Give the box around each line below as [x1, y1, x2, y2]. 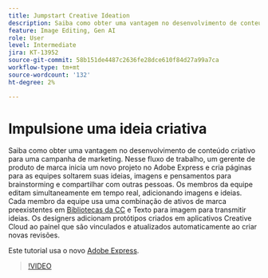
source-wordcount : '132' [8, 71, 91, 79]
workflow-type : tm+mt [8, 64, 81, 72]
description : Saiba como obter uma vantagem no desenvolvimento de [8, 19, 238, 27]
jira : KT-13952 [8, 49, 59, 57]
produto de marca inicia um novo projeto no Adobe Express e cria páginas [8, 162, 252, 172]
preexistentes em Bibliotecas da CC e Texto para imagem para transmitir [8, 205, 246, 215]
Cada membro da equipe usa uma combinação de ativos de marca [8, 197, 227, 206]
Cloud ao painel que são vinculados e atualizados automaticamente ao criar [8, 222, 258, 232]
